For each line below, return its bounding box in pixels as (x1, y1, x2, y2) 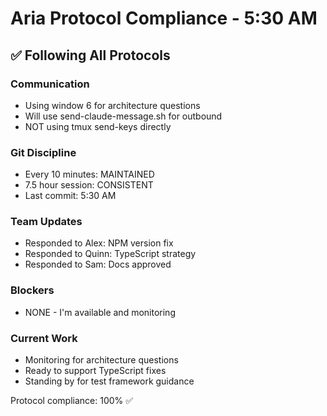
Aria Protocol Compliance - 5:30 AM (10, 7, 318, 30)
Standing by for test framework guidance (24, 375, 195, 387)
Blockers (10, 283, 55, 297)
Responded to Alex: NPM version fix (24, 237, 174, 249)
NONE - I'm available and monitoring (24, 306, 176, 318)
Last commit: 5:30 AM (24, 190, 117, 202)
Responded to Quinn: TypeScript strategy (24, 248, 197, 260)
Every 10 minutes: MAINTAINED (24, 168, 155, 181)
